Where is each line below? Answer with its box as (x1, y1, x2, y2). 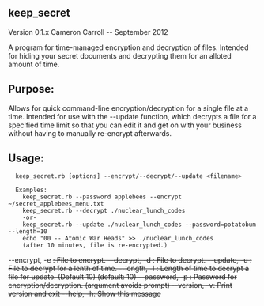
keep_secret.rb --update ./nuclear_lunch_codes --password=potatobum (22, 221, 257, 229)
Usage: (8, 152, 45, 165)
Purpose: (8, 82, 55, 96)
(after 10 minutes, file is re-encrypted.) (22, 241, 168, 250)
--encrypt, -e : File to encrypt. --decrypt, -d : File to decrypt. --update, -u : (8, 255, 252, 265)
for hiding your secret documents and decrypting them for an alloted (8, 51, 232, 60)
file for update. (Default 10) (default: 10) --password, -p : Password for (8, 272, 237, 281)
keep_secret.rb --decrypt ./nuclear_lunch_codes (22, 207, 186, 215)
